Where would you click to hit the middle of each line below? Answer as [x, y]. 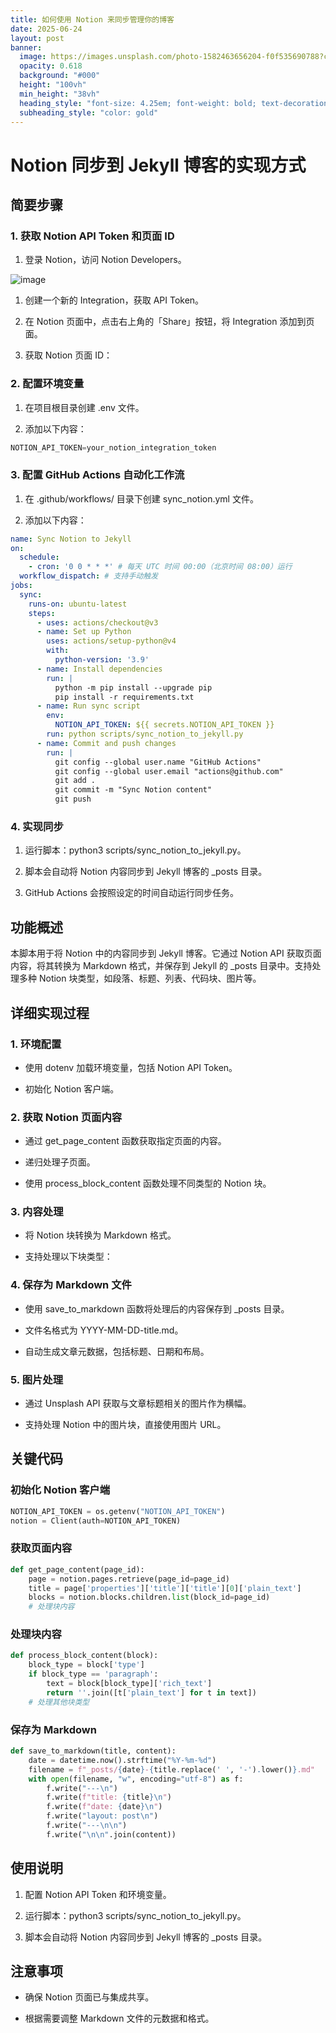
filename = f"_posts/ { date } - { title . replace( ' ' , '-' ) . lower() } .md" [172, 1769]
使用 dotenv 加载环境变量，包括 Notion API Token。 [131, 1067]
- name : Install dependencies [99, 669]
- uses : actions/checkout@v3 [97, 622]
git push [73, 799]
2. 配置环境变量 [47, 384]
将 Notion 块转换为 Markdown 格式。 [100, 1235]
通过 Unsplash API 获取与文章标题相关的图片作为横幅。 [138, 1403]
